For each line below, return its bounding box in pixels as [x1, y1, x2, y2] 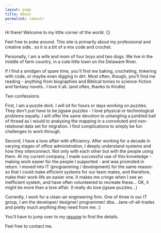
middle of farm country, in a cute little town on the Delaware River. [5, 59, 137, 65]
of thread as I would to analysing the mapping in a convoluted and [5, 118, 137, 124]
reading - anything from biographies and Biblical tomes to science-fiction [5, 78, 152, 84]
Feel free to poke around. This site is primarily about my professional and [5, 39, 151, 45]
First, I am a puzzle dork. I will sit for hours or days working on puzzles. [5, 103, 147, 109]
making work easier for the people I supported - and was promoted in [5, 159, 145, 165]
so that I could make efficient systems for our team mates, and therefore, [5, 169, 151, 175]
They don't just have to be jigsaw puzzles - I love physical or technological [5, 108, 154, 114]
